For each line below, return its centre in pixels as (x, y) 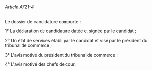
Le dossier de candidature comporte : (43, 22)
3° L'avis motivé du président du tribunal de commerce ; (62, 55)
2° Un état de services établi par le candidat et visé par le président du (76, 41)
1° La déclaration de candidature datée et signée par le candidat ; (71, 31)
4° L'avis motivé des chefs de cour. (40, 64)
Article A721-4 (20, 7)
